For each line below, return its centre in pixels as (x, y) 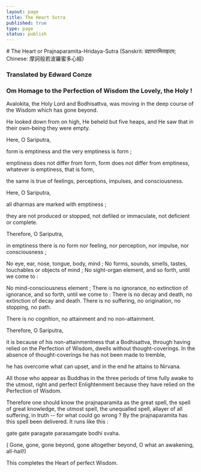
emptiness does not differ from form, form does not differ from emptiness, (98, 163)
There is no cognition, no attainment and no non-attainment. (81, 319)
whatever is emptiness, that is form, (50, 169)
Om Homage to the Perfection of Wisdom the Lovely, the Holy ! (99, 91)
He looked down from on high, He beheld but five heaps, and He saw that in (100, 122)
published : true (26, 23)
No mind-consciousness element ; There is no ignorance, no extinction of (97, 288)
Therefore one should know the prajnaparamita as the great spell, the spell (98, 402)
